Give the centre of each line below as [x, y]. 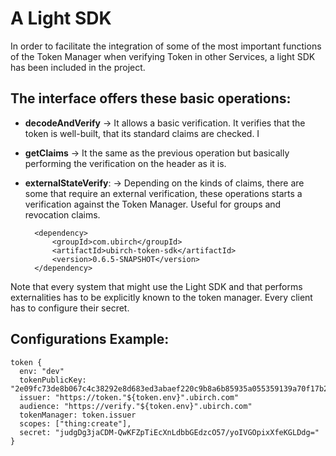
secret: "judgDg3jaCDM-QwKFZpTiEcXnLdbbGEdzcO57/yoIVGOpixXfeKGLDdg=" [169, 432]
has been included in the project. [78, 67]
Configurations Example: [90, 339]
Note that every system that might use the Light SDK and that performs [156, 286]
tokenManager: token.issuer [78, 415]
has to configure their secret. [70, 308]
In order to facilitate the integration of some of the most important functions [166, 46]
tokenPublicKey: [53, 380]
